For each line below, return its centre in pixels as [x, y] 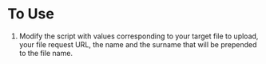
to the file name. [46, 53]
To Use [31, 14]
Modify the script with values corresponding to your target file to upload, [139, 36]
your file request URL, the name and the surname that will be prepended [138, 44]
